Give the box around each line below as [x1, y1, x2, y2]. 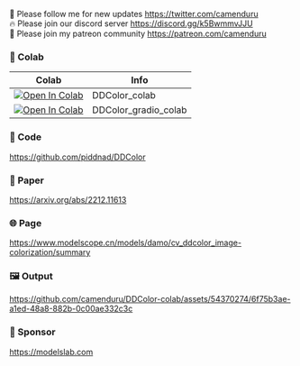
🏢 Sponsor [9, 325, 56, 338]
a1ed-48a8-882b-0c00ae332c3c [9, 303, 133, 315]
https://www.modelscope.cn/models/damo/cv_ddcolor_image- [9, 237, 241, 248]
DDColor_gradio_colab [92, 104, 187, 116]
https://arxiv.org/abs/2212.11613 [9, 194, 127, 205]
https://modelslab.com [9, 346, 94, 357]
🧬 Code [9, 131, 42, 143]
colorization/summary [9, 247, 91, 258]
